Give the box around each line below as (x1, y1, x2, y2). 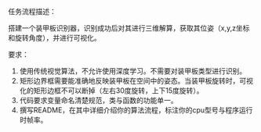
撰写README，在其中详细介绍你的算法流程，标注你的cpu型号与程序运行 (19, 105, 253, 115)
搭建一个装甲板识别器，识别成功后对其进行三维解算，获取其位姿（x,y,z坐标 (8, 23, 250, 33)
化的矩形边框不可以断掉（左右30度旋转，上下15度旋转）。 (19, 86, 204, 95)
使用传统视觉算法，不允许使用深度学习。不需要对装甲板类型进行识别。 (19, 66, 247, 76)
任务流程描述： (8, 7, 56, 16)
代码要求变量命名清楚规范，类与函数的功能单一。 (19, 96, 178, 105)
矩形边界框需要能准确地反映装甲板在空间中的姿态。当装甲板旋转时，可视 (19, 77, 253, 85)
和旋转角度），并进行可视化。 (8, 34, 101, 42)
